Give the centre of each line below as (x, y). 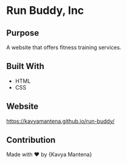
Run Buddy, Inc (45, 11)
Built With (25, 66)
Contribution (31, 140)
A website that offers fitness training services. (64, 47)
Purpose (23, 33)
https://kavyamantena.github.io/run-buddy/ (60, 121)
